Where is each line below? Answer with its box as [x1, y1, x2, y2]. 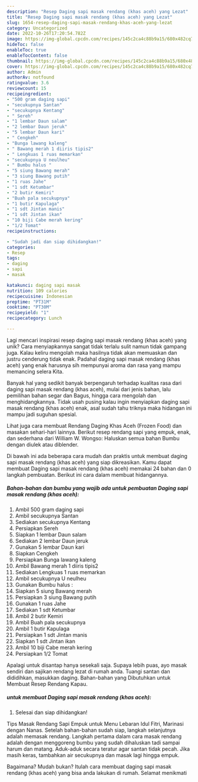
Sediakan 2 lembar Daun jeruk [15, 537, 89, 544]
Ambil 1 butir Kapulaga [15, 625, 70, 632]
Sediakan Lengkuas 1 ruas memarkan [15, 568, 106, 575]
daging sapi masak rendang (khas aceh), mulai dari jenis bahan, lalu [6, 385, 171, 392]
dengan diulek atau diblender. [6, 441, 79, 448]
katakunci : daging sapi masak [6, 282, 81, 288]
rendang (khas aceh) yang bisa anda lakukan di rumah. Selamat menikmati [6, 769, 187, 776]
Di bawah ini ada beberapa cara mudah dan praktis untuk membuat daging [6, 452, 187, 459]
